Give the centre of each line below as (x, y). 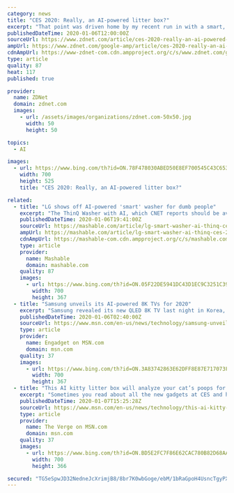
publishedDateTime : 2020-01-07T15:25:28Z (80, 401)
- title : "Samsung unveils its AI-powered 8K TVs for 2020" (102, 304)
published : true (31, 78)
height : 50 (41, 130)
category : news (29, 14)
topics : (18, 143)
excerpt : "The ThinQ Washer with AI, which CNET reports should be (119, 213)
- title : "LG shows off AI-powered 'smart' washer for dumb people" (115, 206)
